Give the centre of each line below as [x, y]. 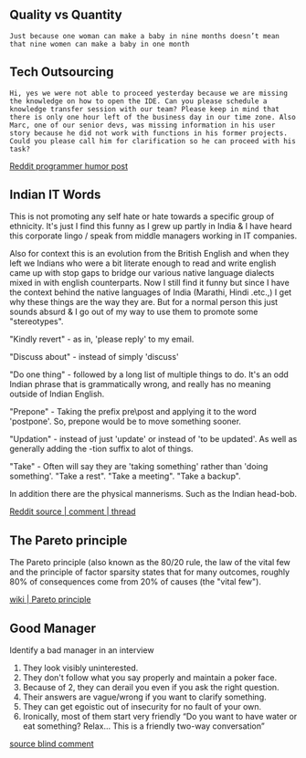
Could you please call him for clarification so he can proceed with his [153, 141]
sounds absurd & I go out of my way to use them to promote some [134, 312]
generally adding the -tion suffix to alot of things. [101, 449]
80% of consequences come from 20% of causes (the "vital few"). [136, 582]
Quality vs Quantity [66, 15]
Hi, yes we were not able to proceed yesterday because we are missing [148, 93]
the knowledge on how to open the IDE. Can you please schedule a [138, 101]
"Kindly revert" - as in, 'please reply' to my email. [102, 339]
